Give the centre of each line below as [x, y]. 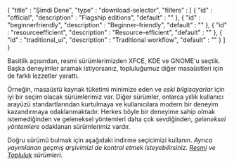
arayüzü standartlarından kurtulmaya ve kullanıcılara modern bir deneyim [113, 104]
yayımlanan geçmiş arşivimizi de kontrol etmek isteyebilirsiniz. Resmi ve [111, 147]
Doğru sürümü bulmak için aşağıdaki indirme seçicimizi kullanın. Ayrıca [110, 140]
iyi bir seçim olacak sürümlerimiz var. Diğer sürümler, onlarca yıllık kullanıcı [115, 97]
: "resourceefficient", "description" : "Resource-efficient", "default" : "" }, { [115, 32]
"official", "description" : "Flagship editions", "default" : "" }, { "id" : [104, 18]
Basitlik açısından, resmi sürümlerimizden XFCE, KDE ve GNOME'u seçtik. [114, 61]
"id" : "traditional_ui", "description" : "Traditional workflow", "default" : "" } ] [116, 40]
